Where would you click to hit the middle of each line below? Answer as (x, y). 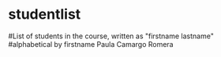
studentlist (45, 14)
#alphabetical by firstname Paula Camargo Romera (91, 44)
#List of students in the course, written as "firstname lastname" (111, 36)
